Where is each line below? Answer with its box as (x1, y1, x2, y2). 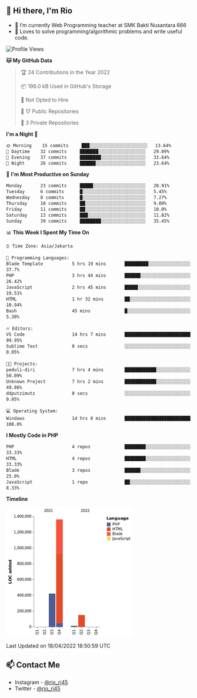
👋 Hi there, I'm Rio (6, 6, 72, 16)
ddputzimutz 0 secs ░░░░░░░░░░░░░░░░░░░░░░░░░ (6, 390, 191, 396)
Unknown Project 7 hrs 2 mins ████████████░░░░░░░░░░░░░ (6, 378, 191, 385)
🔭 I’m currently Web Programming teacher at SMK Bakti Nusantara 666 (14, 21, 187, 28)
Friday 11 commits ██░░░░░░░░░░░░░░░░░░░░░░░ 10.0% (6, 206, 167, 212)
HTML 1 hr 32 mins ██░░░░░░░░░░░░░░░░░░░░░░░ (6, 296, 191, 302)
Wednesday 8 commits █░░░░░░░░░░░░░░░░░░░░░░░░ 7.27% (6, 194, 167, 200)
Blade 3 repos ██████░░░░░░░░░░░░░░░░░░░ (6, 467, 191, 473)
